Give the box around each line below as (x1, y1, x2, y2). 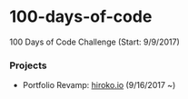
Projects (9, 59, 47, 72)
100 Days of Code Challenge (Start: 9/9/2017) (9, 36, 180, 47)
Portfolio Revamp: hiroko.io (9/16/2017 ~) (22, 80, 176, 91)
